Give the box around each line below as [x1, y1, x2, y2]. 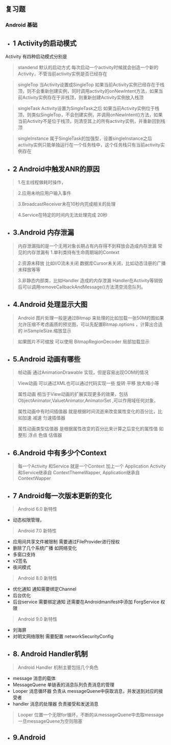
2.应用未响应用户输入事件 [17, 190, 71, 196]
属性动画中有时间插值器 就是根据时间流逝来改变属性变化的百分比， [17, 409, 158, 415]
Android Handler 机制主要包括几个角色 [17, 664, 99, 670]
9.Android [12, 733, 46, 742]
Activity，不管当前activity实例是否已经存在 [17, 71, 108, 77]
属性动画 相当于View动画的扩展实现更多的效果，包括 [17, 391, 129, 397]
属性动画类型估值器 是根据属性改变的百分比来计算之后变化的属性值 [17, 425, 158, 432]
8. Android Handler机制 [12, 650, 88, 658]
